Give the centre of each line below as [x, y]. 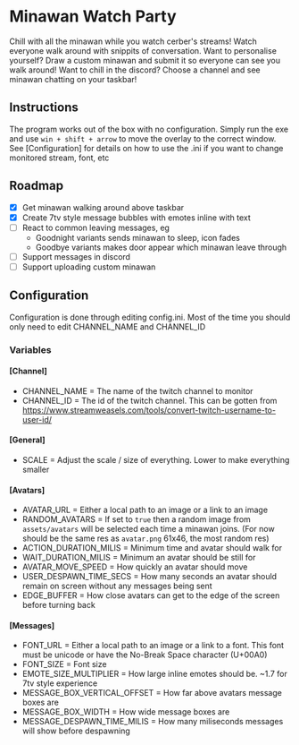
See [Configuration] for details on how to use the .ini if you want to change [146, 148]
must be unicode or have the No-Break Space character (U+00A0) [145, 655]
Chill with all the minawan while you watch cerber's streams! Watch [133, 41]
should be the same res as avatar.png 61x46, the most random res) [145, 538]
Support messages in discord [76, 256]
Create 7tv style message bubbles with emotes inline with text [137, 218]
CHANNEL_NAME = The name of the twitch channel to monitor [137, 390]
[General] [28, 440]
